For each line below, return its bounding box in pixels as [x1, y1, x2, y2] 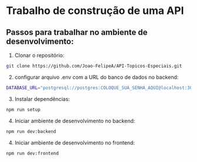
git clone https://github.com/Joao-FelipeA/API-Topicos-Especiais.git [6, 63, 182, 69]
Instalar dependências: [14, 95, 70, 103]
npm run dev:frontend [6, 150, 59, 156]
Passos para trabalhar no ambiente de [6, 27, 148, 37]
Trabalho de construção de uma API [6, 4, 184, 17]
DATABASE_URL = [6, 84, 41, 91]
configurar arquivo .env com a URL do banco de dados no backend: [14, 73, 179, 80]
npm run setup [6, 107, 41, 112]
